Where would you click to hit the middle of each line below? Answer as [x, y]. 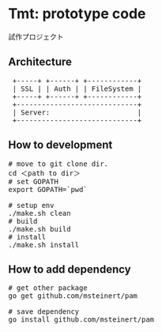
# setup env [31, 205]
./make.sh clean [40, 213]
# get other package [48, 288]
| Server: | [77, 112]
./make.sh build [40, 229]
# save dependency [44, 312]
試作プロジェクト [36, 36]
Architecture [40, 62]
